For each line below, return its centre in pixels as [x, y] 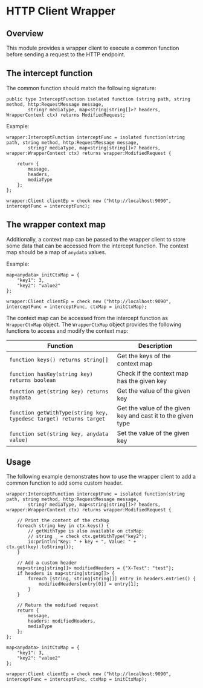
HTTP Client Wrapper [61, 11]
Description [155, 346]
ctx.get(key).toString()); [40, 547]
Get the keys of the [144, 356]
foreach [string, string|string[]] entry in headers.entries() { [112, 579]
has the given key [142, 381]
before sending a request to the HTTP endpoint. [66, 54]
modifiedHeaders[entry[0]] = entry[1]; [89, 584]
